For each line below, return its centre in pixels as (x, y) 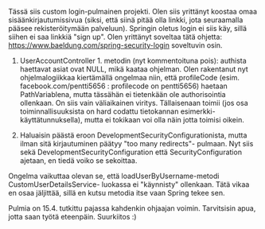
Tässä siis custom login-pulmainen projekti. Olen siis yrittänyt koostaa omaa (132, 12)
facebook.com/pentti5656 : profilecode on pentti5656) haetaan (124, 86)
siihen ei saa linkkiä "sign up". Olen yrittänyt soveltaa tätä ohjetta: (115, 37)
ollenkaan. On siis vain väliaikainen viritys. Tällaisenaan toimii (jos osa (134, 103)
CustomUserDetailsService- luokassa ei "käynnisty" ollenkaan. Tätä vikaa (129, 184)
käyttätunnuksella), (51, 120)
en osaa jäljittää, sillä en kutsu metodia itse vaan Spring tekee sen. (117, 193)
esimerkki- (198, 111)
